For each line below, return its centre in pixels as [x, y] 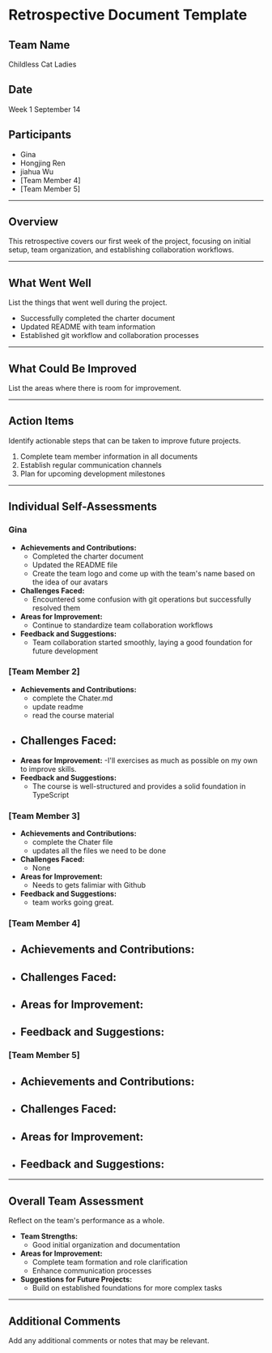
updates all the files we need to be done [99, 850]
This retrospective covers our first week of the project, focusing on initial [130, 242]
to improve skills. [48, 769]
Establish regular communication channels [91, 465]
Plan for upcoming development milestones [93, 473]
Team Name [39, 45]
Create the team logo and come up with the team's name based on [144, 573]
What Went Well [50, 283]
